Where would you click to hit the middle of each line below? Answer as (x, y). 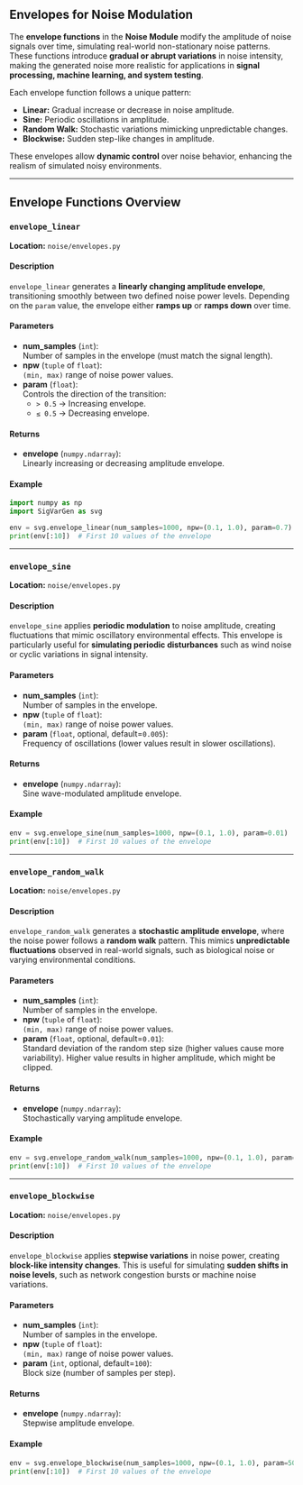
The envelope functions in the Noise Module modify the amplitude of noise (150, 36)
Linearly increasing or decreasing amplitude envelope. (124, 463)
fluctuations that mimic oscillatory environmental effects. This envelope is (146, 636)
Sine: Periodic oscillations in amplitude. (96, 119)
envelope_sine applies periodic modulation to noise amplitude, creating (143, 626)
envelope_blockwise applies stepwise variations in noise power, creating (144, 1256)
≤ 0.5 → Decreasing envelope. (93, 413)
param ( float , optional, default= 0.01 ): (93, 1039)
